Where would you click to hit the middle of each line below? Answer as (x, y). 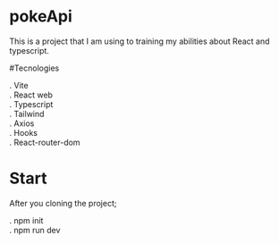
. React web (31, 95)
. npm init (26, 220)
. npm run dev (35, 230)
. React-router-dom (45, 142)
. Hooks (24, 132)
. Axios (22, 123)
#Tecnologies (34, 68)
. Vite (19, 85)
